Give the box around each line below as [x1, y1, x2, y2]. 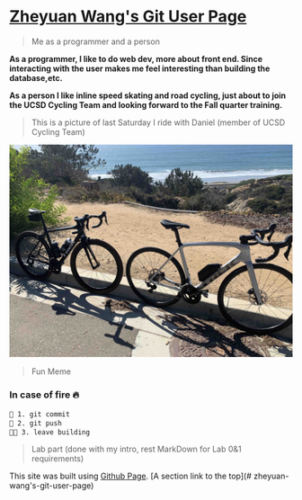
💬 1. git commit [9, 410, 70, 419]
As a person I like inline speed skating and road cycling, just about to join [9, 90, 287, 101]
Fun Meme [31, 366, 72, 377]
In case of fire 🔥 [9, 388, 80, 401]
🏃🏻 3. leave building [9, 428, 91, 437]
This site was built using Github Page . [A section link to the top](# [9, 470, 252, 482]
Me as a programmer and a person [31, 36, 160, 47]
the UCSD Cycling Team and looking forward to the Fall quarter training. [9, 99, 283, 110]
